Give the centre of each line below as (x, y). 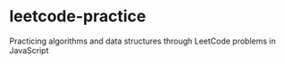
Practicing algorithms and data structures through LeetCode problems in (142, 41)
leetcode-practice (78, 16)
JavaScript (29, 50)
